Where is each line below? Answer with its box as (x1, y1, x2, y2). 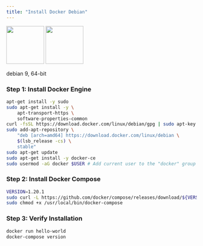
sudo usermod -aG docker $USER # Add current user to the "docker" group (6, 161, 196, 167)
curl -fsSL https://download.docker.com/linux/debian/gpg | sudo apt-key (6, 121, 196, 127)
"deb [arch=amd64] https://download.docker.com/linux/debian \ (17, 133, 180, 139)
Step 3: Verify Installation (6, 214, 83, 223)
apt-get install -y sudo (6, 98, 69, 105)
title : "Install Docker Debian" (6, 8, 88, 15)
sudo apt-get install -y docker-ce (6, 155, 96, 161)
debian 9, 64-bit (6, 70, 47, 77)
